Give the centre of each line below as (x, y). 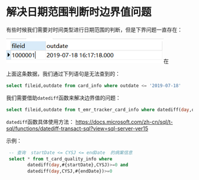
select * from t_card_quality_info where (60, 159)
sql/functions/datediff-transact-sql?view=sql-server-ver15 (77, 128)
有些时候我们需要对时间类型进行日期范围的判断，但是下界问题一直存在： (94, 30)
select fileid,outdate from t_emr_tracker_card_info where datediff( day (98, 110)
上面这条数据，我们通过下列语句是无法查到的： (63, 73)
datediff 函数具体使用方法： (40, 121)
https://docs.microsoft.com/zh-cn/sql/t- (124, 121)
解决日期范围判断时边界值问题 (79, 12)
